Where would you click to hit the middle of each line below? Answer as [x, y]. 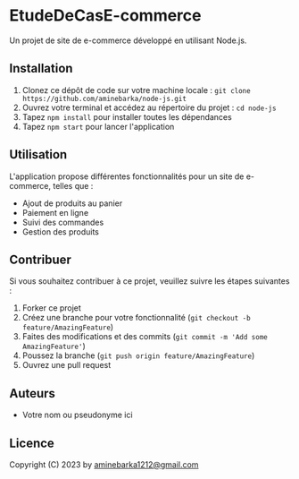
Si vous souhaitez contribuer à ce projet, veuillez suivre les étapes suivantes [149, 281]
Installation [41, 68]
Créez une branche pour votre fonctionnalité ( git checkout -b [137, 318]
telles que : [73, 185]
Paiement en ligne [55, 212]
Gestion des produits [61, 231]
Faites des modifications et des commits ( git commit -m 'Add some [145, 337]
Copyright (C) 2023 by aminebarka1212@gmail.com [104, 465]
